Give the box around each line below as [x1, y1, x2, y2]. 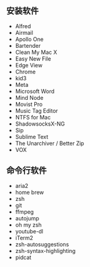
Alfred [15, 22, 31, 29]
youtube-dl [15, 227, 44, 235]
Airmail [15, 29, 34, 36]
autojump [15, 214, 40, 222]
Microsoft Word [15, 88, 55, 95]
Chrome [15, 68, 36, 75]
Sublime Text [15, 133, 49, 140]
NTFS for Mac [15, 113, 51, 121]
